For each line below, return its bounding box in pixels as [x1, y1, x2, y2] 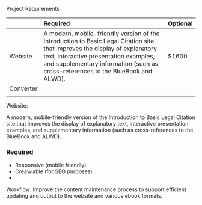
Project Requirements [6, 5, 60, 12]
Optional [167, 19, 193, 28]
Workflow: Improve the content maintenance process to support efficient [6, 186, 186, 193]
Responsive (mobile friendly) [14, 162, 87, 169]
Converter [9, 84, 38, 93]
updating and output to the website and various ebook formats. [6, 192, 163, 200]
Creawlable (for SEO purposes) [14, 168, 93, 175]
